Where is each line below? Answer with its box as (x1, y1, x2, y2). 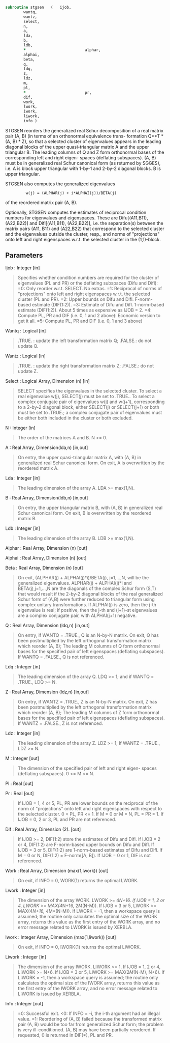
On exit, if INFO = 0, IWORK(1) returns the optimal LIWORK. (17, 944, 141, 950)
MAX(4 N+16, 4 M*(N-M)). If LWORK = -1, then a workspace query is (17, 908, 160, 914)
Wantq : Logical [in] (5, 327, 46, 333)
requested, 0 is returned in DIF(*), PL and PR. (17, 1032, 113, 1038)
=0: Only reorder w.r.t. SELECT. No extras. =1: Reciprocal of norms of (17, 285, 162, 291)
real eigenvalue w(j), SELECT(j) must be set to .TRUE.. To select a (17, 393, 155, 399)
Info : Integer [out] (5, 1000, 44, 1006)
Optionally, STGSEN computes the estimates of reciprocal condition (5, 209, 147, 215)
